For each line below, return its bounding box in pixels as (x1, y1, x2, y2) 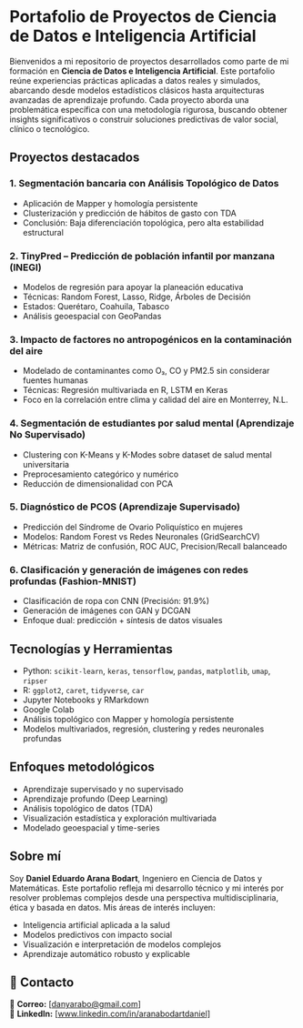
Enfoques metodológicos (9, 760, 155, 775)
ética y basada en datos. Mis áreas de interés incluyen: (9, 902, 216, 912)
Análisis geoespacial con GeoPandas (22, 310, 162, 321)
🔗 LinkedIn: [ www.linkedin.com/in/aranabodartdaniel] (9, 1008, 211, 1020)
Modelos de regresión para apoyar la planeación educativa (22, 281, 244, 292)
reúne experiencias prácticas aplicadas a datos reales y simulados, (9, 75, 261, 86)
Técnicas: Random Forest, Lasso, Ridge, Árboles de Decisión (22, 291, 251, 302)
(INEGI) (9, 261, 43, 274)
